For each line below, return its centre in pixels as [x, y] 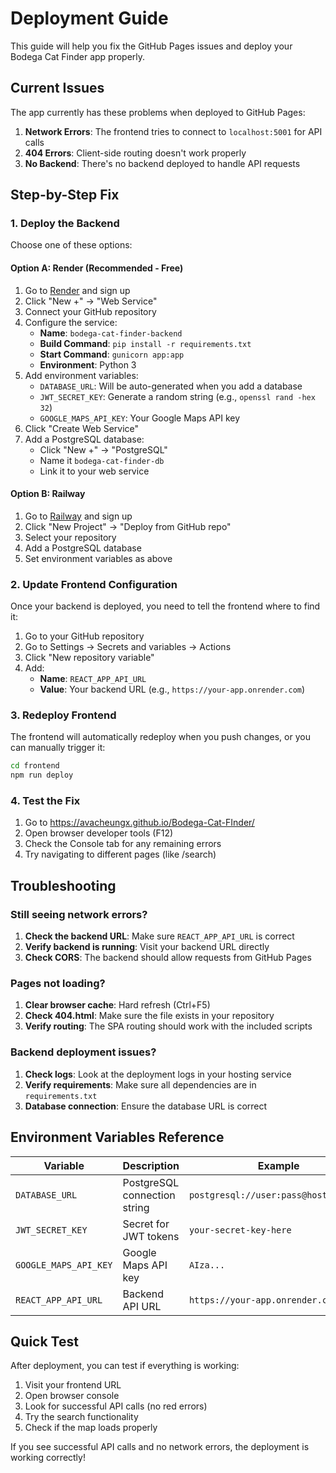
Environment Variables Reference [117, 1137]
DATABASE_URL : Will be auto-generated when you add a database [171, 386]
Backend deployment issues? [83, 1052]
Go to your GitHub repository [84, 636]
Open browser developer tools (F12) [99, 833]
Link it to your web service [94, 471]
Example [278, 1165]
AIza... [207, 1265]
